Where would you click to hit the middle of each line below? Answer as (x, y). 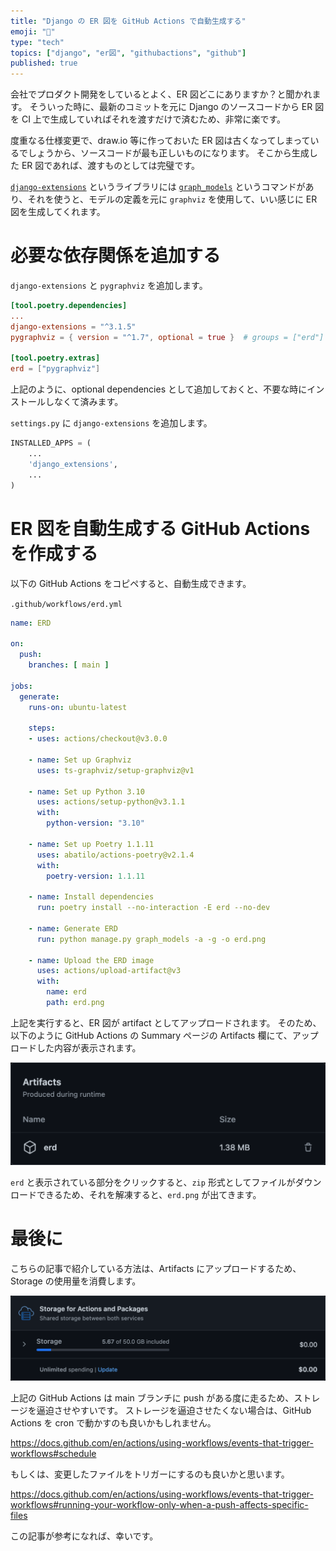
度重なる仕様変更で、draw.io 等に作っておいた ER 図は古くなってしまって (160, 141)
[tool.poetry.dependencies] (69, 306)
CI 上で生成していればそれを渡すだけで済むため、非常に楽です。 (154, 119)
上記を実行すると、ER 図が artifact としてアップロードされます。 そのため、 (166, 1022)
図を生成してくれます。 (58, 212)
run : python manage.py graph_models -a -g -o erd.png (151, 939)
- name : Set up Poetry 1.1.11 (91, 844)
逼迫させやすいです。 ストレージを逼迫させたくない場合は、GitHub (174, 1410)
